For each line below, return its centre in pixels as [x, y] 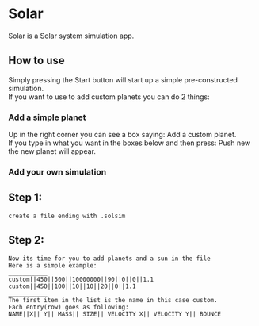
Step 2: [27, 240]
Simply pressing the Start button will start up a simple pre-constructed [123, 79]
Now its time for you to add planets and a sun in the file [110, 259]
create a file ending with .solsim [67, 216]
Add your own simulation [57, 171]
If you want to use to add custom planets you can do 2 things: [109, 97]
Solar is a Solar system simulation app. [71, 36]
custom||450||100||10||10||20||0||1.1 [72, 286]
